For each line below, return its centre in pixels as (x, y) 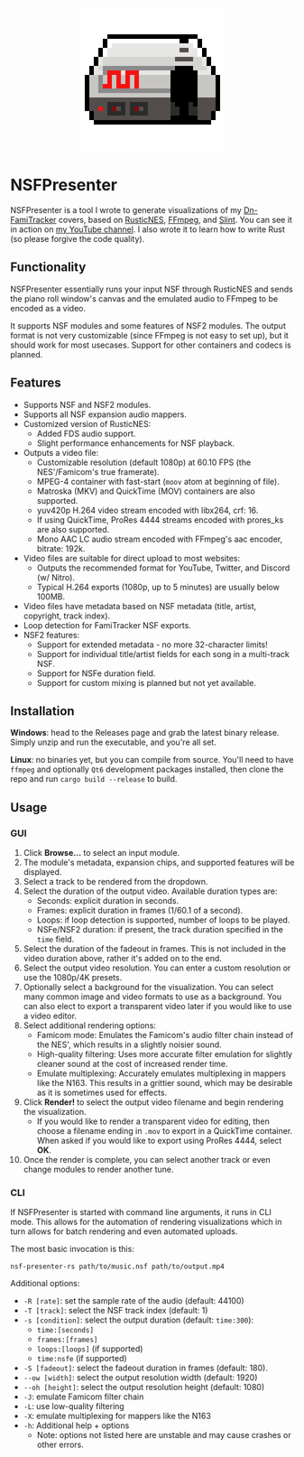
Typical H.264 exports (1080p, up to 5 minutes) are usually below (158, 587)
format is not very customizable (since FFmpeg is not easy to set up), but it (150, 335)
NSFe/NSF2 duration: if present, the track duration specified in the (160, 930)
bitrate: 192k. (61, 548)
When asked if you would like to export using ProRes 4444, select (159, 1141)
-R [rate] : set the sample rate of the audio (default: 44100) (134, 1301)
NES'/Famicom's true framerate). (98, 471)
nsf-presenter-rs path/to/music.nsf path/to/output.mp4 (117, 1267)
